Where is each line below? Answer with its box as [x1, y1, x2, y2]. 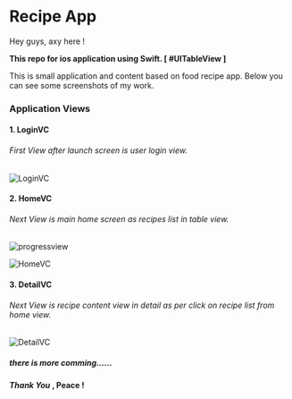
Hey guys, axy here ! [9, 36, 86, 47]
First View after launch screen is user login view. [9, 145, 188, 156]
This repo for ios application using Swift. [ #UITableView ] [9, 53, 227, 64]
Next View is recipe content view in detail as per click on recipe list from [9, 300, 275, 310]
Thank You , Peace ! [9, 380, 85, 391]
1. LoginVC [9, 124, 49, 135]
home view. [9, 309, 52, 319]
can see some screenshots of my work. [9, 80, 154, 90]
